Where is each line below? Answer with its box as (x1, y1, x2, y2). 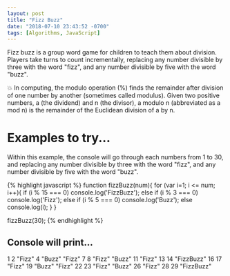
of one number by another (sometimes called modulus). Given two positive (7, 91, 220, 100)
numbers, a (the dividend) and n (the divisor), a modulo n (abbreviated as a (7, 99, 221, 107)
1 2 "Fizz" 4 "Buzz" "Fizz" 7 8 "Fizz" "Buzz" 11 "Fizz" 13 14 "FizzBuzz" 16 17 (7, 255, 222, 263)
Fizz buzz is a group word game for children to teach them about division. (7, 48, 218, 57)
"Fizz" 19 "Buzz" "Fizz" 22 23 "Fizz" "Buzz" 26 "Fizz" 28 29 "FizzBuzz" (7, 262, 212, 270)
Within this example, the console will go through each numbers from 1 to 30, (7, 153, 224, 161)
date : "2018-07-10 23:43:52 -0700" (7, 23, 110, 30)
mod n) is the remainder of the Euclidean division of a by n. (7, 106, 175, 115)
